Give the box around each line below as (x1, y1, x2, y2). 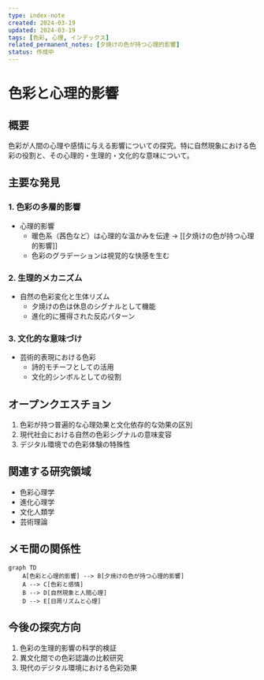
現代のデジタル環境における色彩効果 (19, 663, 138, 672)
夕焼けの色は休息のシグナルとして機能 (31, 301, 156, 311)
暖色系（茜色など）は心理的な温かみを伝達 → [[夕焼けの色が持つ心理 (31, 230, 255, 241)
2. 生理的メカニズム (8, 272, 83, 283)
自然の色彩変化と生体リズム (19, 291, 110, 301)
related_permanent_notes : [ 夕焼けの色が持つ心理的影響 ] (8, 41, 180, 49)
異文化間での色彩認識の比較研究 (19, 652, 124, 663)
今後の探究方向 (8, 621, 81, 634)
